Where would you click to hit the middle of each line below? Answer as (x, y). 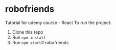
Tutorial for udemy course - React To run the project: (58, 23)
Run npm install (29, 37)
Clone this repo (27, 32)
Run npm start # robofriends (40, 42)
